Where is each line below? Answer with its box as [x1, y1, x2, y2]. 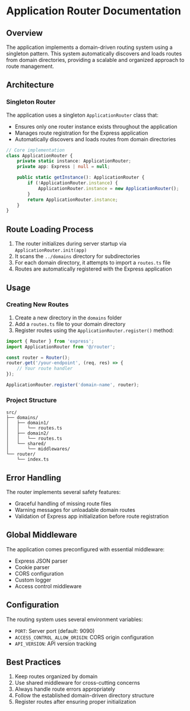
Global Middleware [6, 530, 77, 540]
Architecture [6, 80, 55, 90]
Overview [6, 28, 43, 38]
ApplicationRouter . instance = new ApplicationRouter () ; [37, 185, 179, 191]
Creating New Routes [6, 300, 69, 309]
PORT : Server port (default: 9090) [14, 627, 95, 634]
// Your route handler [17, 365, 73, 372]
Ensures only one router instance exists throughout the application [14, 123, 178, 130]
